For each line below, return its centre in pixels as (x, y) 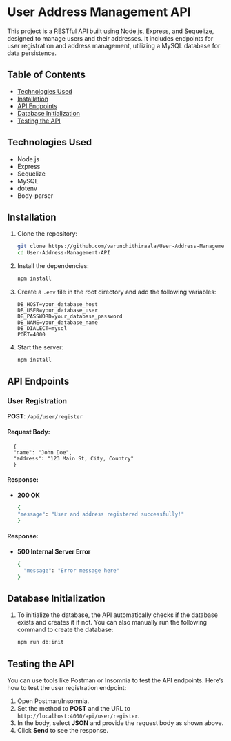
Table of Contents (47, 75)
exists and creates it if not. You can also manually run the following (112, 622)
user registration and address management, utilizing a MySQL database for (114, 45)
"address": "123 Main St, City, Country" (74, 458)
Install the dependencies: (53, 266)
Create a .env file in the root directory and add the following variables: (117, 292)
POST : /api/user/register (45, 416)
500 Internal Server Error (54, 551)
